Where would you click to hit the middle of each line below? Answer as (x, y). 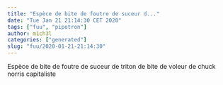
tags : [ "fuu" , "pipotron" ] (47, 27)
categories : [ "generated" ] (47, 40)
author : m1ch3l (30, 33)
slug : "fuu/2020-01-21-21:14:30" (57, 46)
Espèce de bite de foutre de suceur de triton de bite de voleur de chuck (111, 66)
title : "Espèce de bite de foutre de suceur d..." (84, 14)
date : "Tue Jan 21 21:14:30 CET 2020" (64, 20)
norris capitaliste (32, 74)
